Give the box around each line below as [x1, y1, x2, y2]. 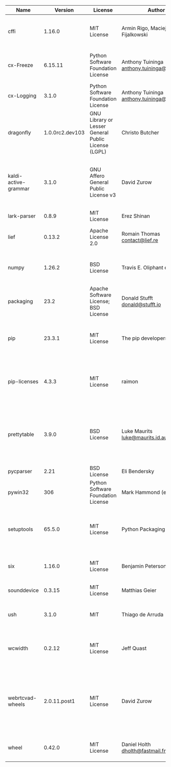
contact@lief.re [121, 237, 159, 243]
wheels [8, 701, 25, 707]
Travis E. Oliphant [121, 264, 164, 271]
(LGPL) [90, 148, 107, 155]
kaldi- [8, 173, 23, 179]
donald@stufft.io [121, 301, 161, 308]
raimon [121, 378, 138, 385]
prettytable [8, 431, 35, 437]
